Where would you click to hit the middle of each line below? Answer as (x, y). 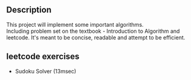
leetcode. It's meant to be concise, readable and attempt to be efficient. (96, 37)
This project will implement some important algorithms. (75, 24)
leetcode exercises (43, 57)
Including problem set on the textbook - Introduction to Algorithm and (93, 31)
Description (29, 10)
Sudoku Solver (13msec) (46, 71)
